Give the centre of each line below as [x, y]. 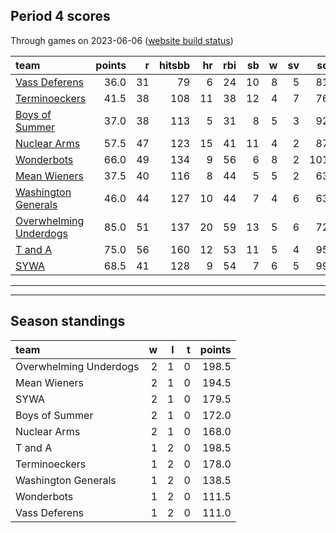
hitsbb [174, 65]
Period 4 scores [60, 16]
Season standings [68, 321]
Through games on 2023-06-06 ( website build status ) [122, 40]
